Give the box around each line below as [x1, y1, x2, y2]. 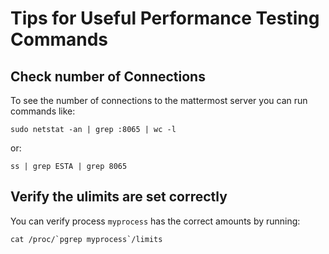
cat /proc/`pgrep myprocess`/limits [10, 234, 163, 244]
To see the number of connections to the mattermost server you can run [10, 95, 308, 106]
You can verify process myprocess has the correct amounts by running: [10, 215, 301, 227]
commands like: [10, 105, 76, 117]
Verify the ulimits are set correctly [10, 188, 228, 206]
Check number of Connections [10, 68, 206, 85]
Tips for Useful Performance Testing [10, 7, 320, 30]
